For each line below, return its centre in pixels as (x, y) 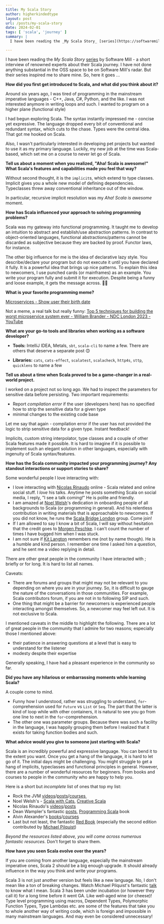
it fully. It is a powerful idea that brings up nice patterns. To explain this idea (81, 267)
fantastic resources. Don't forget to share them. (53, 841)
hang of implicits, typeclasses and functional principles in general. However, (82, 766)
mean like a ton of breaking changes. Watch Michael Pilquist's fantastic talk (81, 885)
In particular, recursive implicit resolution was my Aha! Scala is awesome (79, 198)
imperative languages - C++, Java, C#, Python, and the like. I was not (75, 99)
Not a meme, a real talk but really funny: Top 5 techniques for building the (79, 311)
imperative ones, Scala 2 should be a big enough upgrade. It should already (82, 865)
